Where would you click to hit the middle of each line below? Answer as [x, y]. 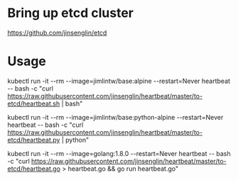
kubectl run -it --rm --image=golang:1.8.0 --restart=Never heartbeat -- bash [119, 153]
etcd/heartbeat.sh [34, 103]
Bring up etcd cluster [70, 13]
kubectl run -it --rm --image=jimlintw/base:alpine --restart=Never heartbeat [119, 81]
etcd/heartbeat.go [34, 169]
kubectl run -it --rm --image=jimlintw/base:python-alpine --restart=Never [115, 117]
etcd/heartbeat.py [34, 140]
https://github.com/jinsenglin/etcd [57, 33]
